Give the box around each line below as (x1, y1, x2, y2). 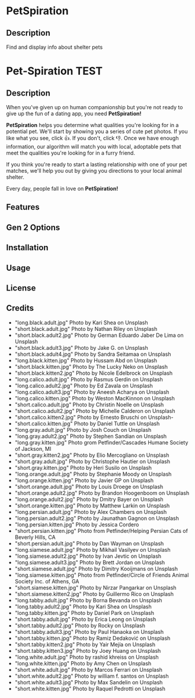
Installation (6, 242, 49, 253)
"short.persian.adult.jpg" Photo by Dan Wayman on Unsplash (14, 539, 164, 547)
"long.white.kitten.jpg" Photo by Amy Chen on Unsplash (14, 659, 152, 667)
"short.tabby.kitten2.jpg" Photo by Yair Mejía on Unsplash (14, 640, 156, 648)
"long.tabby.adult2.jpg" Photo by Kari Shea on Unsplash (14, 603, 152, 610)
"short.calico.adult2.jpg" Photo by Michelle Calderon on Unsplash (14, 407, 176, 414)
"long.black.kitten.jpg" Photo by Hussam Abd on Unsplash (14, 356, 158, 364)
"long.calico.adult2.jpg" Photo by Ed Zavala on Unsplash (14, 382, 153, 389)
